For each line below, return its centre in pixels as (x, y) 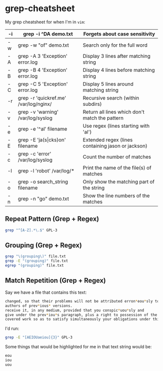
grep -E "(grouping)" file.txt (37, 261)
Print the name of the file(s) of (117, 168)
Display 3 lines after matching (116, 56)
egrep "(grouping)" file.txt (34, 266)
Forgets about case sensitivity (119, 34)
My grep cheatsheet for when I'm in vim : (45, 22)
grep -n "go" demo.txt (43, 199)
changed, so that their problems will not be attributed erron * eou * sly (79, 301)
